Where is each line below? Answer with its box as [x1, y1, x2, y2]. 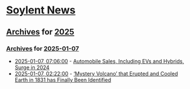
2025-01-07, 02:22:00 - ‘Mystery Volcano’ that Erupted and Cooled [14, 70, 178, 77]
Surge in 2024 [14, 64, 50, 71]
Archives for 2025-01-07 [6, 44, 80, 53]
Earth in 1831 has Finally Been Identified [14, 76, 112, 83]
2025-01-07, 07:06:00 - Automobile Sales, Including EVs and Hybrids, [14, 57, 184, 64]
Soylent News [6, 4, 76, 17]
